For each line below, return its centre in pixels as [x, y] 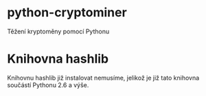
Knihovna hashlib [58, 59]
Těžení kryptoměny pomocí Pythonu [58, 31]
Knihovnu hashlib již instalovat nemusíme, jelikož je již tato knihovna [103, 78]
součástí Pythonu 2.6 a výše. [48, 85]
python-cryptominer [67, 13]
